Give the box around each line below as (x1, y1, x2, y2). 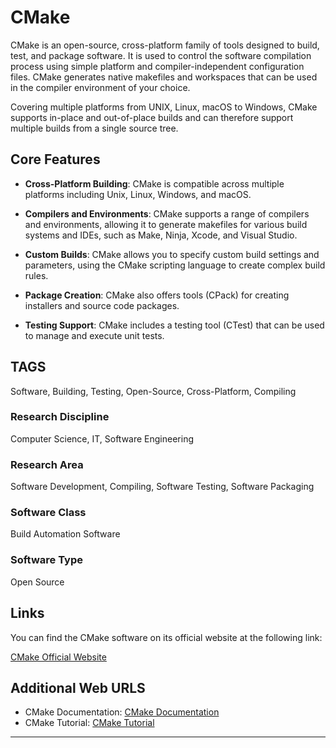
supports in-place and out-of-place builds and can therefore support (10, 111, 294, 123)
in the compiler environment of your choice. (10, 81, 191, 93)
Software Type (10, 553, 83, 567)
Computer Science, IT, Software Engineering (10, 432, 195, 445)
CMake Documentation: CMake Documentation (24, 706, 220, 718)
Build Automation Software (10, 528, 121, 540)
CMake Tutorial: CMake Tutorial (24, 717, 155, 729)
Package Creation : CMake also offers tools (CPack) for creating (24, 289, 290, 301)
